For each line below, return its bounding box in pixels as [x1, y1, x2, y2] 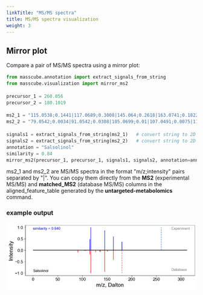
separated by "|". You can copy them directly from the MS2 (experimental [6, 174, 190, 181]
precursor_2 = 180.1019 [6, 100, 66, 106]
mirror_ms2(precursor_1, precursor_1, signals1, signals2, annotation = [6, 157, 190, 163]
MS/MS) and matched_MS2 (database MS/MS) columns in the [6, 181, 163, 188]
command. [6, 193, 33, 201]
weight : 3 [6, 22, 31, 28]
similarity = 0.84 [6, 151, 53, 157]
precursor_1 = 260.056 [6, 93, 63, 99]
